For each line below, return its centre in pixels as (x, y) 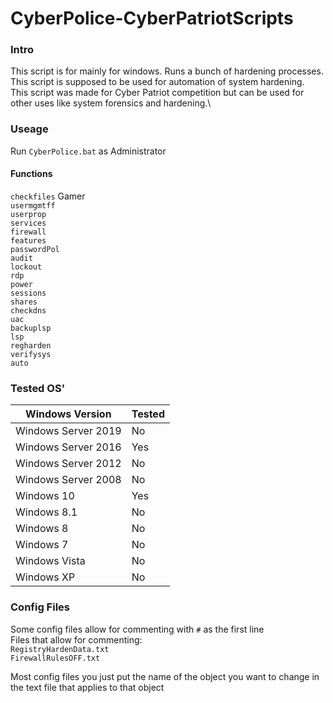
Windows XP (45, 577)
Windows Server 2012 (68, 464)
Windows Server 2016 (68, 447)
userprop (28, 214)
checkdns (28, 310)
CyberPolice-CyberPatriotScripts (152, 18)
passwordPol (35, 249)
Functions (31, 174)
